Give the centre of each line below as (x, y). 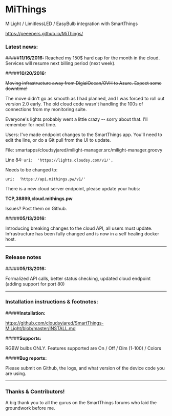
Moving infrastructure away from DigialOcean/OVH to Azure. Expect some (84, 83)
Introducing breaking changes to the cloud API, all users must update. (79, 228)
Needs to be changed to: (31, 170)
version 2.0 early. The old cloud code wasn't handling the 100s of (74, 104)
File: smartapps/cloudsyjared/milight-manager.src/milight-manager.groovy (84, 150)
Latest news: (22, 47)
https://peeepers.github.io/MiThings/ (44, 33)
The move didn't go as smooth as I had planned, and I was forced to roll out (85, 99)
